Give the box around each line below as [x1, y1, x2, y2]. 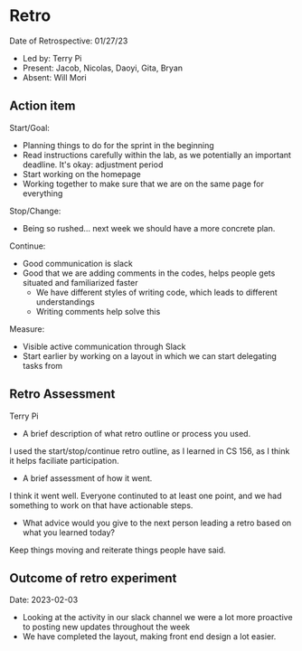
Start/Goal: [9, 122, 50, 133]
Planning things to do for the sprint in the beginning [22, 139, 214, 150]
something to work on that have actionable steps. [9, 499, 193, 511]
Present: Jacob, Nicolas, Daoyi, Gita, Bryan [22, 62, 184, 73]
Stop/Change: [9, 205, 61, 216]
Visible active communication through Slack [22, 341, 186, 352]
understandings [35, 296, 95, 307]
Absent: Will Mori [22, 71, 88, 82]
